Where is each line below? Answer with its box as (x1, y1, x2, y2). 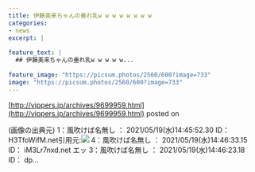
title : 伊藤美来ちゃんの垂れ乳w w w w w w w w (8, 11, 153, 20)
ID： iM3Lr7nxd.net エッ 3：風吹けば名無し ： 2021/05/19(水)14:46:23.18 (8, 145, 245, 154)
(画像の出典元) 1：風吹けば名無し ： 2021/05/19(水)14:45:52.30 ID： (8, 125, 230, 135)
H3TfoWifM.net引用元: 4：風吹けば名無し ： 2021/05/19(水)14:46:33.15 (8, 135, 248, 144)
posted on (145, 108, 180, 118)
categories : (8, 19, 48, 27)
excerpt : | (8, 33, 44, 42)
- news (8, 26, 30, 34)
